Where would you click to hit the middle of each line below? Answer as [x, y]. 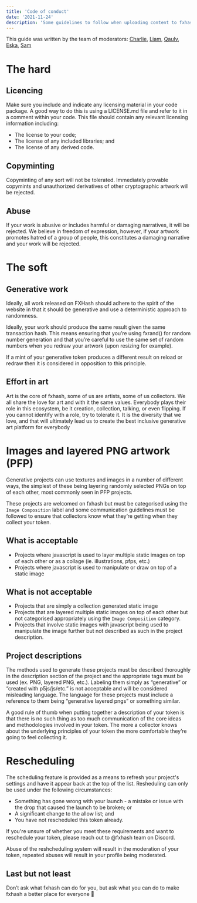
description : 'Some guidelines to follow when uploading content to [91, 22]
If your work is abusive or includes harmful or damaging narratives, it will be [98, 225]
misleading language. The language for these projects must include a [90, 695]
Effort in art [27, 382]
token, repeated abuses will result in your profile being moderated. [86, 855]
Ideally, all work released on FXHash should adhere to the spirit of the [90, 303]
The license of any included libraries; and [64, 141]
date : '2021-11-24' [30, 17]
